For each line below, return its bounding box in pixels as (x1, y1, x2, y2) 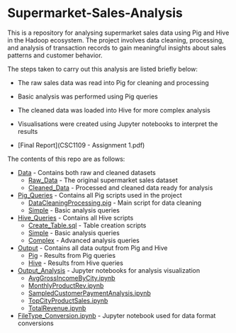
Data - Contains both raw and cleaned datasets (17, 168, 156, 176)
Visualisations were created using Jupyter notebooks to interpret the (17, 119, 218, 128)
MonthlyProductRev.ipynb (28, 281, 104, 290)
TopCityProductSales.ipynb (28, 296, 108, 305)
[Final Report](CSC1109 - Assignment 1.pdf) (17, 140, 145, 149)
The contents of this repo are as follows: (7, 154, 125, 163)
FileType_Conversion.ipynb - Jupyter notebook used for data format (17, 311, 216, 320)
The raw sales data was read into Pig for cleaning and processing (17, 78, 209, 86)
